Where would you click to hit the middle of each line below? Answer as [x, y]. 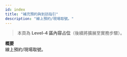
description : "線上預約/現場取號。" [40, 19]
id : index [15, 9]
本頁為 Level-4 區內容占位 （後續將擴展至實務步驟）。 [71, 33]
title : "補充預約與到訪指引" [32, 14]
